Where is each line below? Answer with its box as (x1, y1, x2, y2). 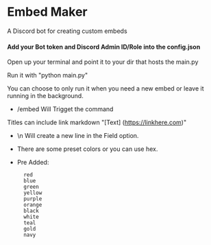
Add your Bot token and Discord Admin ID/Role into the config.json (7, 43, 201, 51)
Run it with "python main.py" (7, 71, 88, 80)
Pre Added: (16, 159, 49, 167)
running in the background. (7, 92, 84, 100)
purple (23, 196, 42, 202)
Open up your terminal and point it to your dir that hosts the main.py (7, 58, 199, 66)
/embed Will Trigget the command (16, 105, 114, 113)
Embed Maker (7, 4, 88, 20)
